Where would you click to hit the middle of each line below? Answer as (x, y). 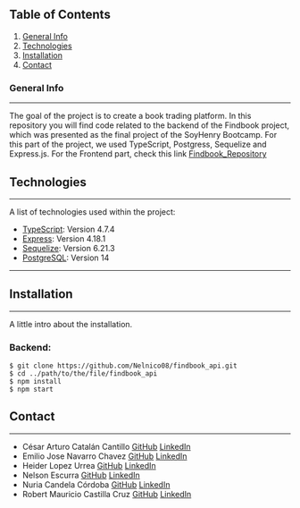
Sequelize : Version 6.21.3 (68, 248)
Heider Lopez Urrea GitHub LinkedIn (89, 465)
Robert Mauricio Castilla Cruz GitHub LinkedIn (107, 494)
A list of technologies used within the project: (92, 212)
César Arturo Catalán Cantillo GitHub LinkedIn (106, 446)
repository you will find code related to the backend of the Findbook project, (150, 125)
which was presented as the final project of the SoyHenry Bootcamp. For (143, 135)
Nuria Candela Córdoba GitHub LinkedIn (96, 484)
